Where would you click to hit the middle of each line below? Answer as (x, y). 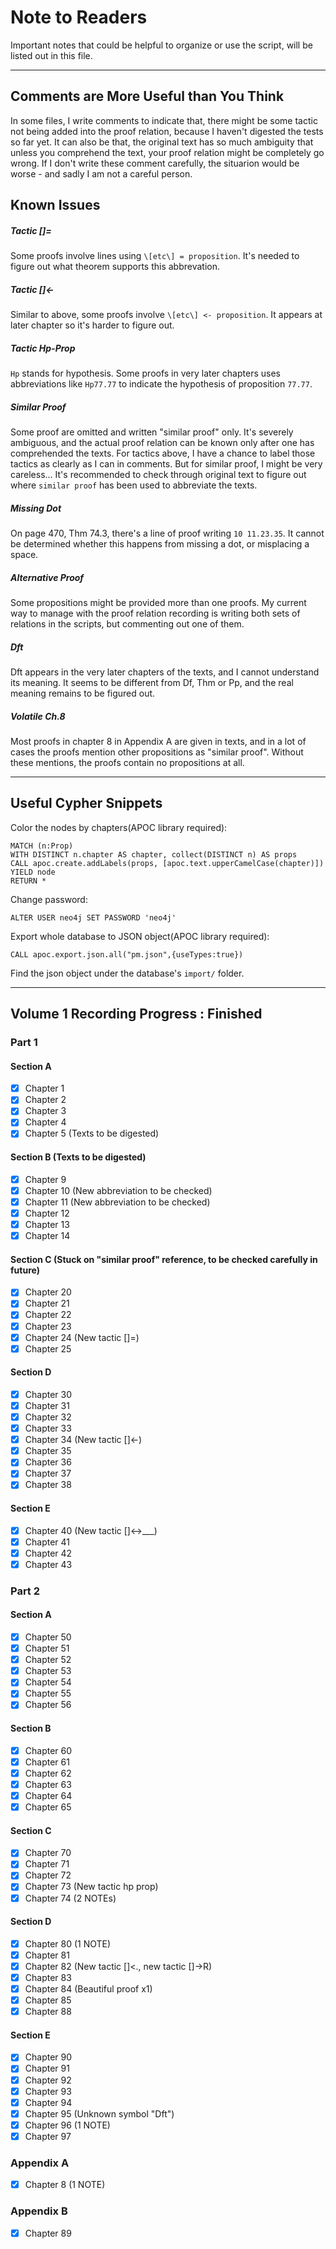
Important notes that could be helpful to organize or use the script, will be (161, 45)
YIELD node (33, 872)
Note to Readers (79, 17)
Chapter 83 (48, 1977)
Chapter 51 (47, 1648)
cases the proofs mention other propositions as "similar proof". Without (157, 752)
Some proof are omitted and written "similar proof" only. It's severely (152, 432)
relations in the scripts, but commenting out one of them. (127, 623)
